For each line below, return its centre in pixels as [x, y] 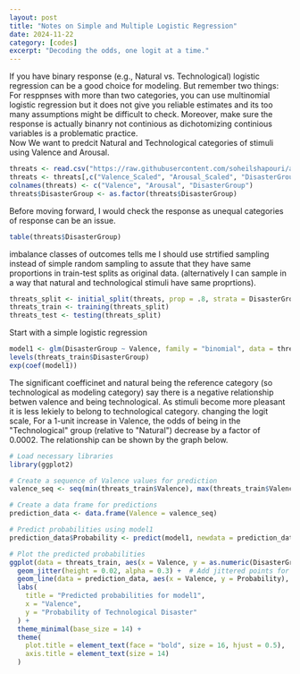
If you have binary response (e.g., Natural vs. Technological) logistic [135, 76]
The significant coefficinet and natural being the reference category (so [141, 382]
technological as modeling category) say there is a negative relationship [142, 392]
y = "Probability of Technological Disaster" [112, 612]
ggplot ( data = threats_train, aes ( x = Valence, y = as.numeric [129, 562]
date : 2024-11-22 [42, 34]
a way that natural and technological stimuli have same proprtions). [133, 282]
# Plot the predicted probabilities [77, 554]
